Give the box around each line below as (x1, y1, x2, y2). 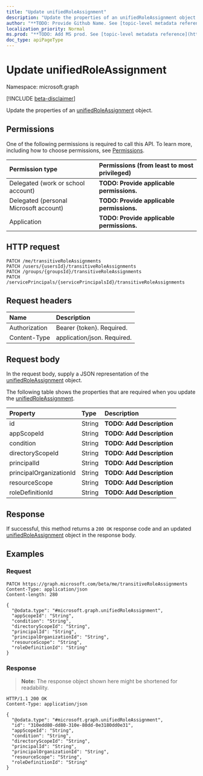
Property (9, 410, 36, 418)
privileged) (98, 168, 132, 177)
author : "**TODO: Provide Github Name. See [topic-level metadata (6, 20, 177, 26)
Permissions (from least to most (98, 161, 194, 170)
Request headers (6, 295, 72, 306)
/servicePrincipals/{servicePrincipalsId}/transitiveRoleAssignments (6, 279, 185, 285)
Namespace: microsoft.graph (6, 83, 79, 90)
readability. (21, 684, 50, 691)
